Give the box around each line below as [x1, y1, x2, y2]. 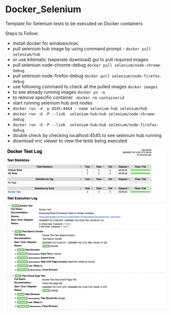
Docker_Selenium [5, 4, 81, 15]
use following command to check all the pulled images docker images [12, 83, 158, 90]
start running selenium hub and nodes [12, 99, 93, 106]
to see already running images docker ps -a [12, 89, 105, 95]
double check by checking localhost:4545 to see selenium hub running [12, 132, 162, 138]
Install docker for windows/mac [12, 40, 79, 46]
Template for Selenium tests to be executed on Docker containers [5, 20, 143, 27]
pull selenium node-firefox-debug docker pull [12, 72, 110, 78]
